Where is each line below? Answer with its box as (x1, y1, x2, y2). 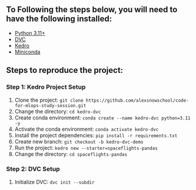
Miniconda (14, 48, 41, 55)
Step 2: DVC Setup (6, 165, 60, 173)
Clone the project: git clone (14, 96, 84, 104)
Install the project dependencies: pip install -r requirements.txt (14, 132, 178, 139)
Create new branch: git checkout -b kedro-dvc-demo (14, 138, 144, 145)
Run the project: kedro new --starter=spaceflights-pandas (14, 144, 158, 151)
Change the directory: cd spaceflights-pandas (14, 150, 128, 158)
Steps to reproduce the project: (6, 65, 124, 75)
